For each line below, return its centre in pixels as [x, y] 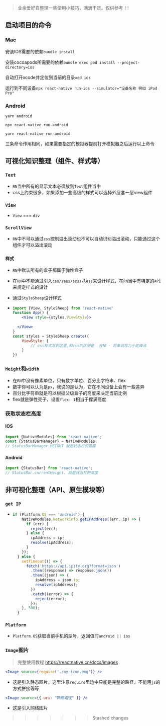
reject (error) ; [51, 599]
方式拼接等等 [26, 688]
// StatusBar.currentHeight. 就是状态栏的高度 [52, 473]
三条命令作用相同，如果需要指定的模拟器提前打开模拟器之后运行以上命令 [80, 143]
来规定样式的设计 [30, 287]
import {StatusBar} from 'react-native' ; [49, 468]
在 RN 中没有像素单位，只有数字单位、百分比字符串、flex [69, 381]
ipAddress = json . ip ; [57, 580]
